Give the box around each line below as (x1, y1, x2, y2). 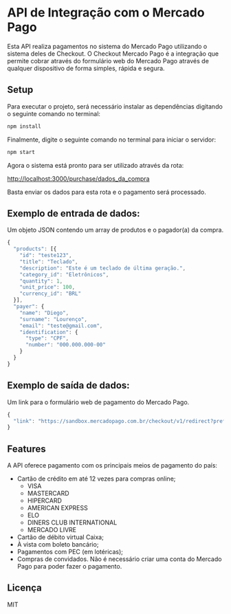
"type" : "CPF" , (25, 335, 69, 342)
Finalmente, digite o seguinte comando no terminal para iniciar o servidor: (7, 135, 217, 144)
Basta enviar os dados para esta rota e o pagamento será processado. (7, 188, 206, 196)
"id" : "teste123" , (19, 252, 72, 259)
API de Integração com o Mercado (7, 5, 205, 21)
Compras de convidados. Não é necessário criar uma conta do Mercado (16, 555, 222, 563)
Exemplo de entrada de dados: (7, 208, 140, 219)
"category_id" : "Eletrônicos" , (19, 271, 109, 278)
